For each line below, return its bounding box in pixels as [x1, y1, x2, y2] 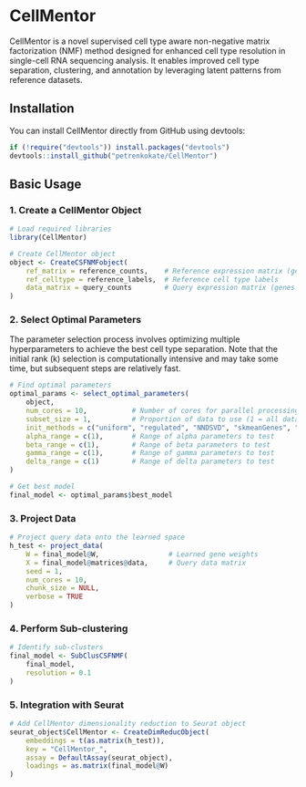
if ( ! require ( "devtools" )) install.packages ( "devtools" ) [9, 142, 230, 151]
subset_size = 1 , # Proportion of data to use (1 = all [25, 414, 280, 424]
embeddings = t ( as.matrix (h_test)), [25, 736, 166, 745]
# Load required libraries [9, 224, 112, 233]
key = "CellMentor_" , [25, 744, 107, 753]
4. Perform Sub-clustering [9, 622, 128, 635]
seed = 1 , [25, 566, 64, 575]
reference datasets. [9, 74, 84, 85]
